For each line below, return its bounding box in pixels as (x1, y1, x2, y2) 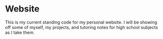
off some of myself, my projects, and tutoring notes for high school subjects (5, 24, 158, 30)
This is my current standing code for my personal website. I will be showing (5, 19, 158, 25)
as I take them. (5, 29, 35, 35)
